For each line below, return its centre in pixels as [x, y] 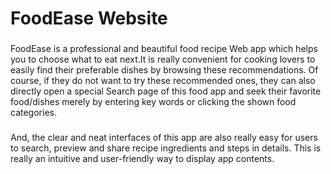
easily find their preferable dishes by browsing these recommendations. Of [164, 70]
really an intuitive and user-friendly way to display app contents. [142, 159]
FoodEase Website [89, 18]
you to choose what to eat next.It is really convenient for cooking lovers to [163, 59]
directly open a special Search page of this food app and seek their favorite [166, 91]
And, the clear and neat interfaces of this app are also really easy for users [164, 138]
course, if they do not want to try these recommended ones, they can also [163, 81]
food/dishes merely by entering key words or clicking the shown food [153, 102]
